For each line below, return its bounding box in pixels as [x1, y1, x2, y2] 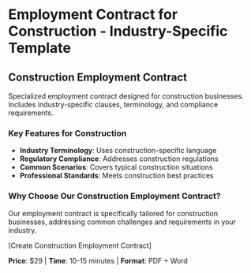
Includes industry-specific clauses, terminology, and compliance [8, 100, 219, 109]
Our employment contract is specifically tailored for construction [8, 208, 219, 218]
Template [8, 39, 71, 57]
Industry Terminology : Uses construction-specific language [19, 146, 217, 155]
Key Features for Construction [8, 128, 127, 139]
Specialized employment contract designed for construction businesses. [8, 92, 245, 100]
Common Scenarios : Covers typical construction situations [19, 163, 213, 172]
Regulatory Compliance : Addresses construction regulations [19, 154, 219, 163]
